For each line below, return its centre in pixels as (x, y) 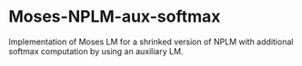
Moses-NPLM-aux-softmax (115, 17)
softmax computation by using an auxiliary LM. (96, 51)
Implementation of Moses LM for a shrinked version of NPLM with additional (151, 42)
